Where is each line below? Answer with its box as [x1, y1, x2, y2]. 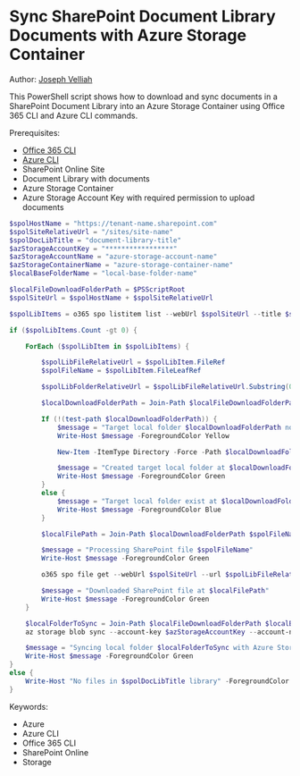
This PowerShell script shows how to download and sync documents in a [9, 91, 279, 102]
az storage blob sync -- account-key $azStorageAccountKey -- [25, 628, 257, 637]
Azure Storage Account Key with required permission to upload [21, 192, 255, 203]
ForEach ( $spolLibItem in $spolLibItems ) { [25, 342, 190, 350]
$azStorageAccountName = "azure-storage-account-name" [9, 252, 218, 261]
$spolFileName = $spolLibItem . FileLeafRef [41, 367, 202, 375]
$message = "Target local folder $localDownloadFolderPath [56, 423, 281, 432]
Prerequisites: [9, 127, 61, 138]
